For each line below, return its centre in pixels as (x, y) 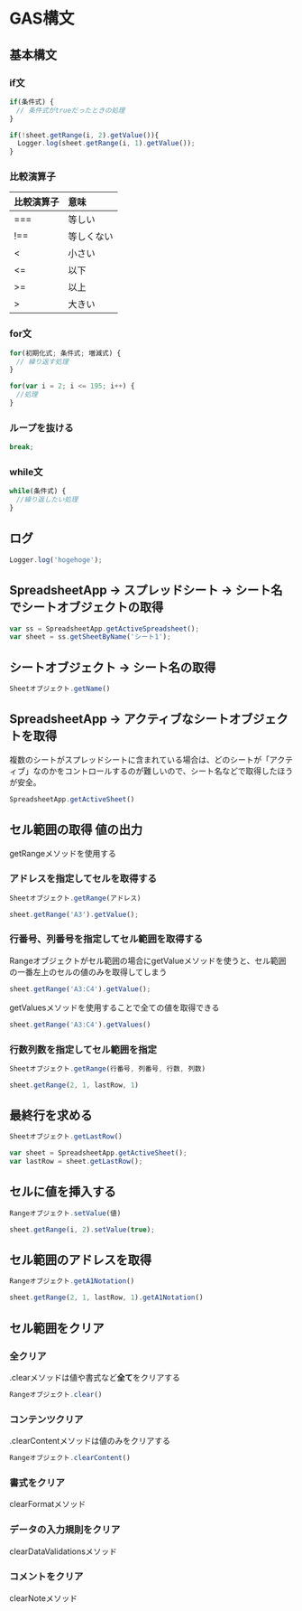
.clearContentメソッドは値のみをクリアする (90, 1441)
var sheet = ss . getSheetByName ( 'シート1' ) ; (90, 637)
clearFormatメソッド (48, 1504)
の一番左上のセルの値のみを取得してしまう (88, 971)
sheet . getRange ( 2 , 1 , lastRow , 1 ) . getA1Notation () (106, 1297)
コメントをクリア (46, 1577)
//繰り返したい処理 (47, 500)
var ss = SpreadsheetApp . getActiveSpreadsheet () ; (105, 629)
